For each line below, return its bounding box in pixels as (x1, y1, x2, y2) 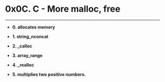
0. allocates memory (12, 24, 55, 30)
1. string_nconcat (12, 33, 49, 40)
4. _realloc (12, 62, 34, 68)
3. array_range (12, 52, 43, 58)
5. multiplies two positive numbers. (12, 71, 86, 77)
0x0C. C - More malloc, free (5, 3, 121, 15)
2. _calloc (12, 43, 32, 49)
